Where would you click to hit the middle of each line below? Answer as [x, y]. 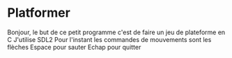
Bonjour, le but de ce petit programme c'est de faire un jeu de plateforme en [116, 32]
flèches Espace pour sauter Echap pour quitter [74, 47]
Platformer [39, 13]
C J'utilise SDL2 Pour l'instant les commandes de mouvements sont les [109, 39]
